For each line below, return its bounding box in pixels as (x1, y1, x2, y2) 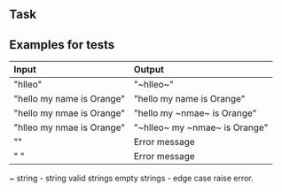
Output (133, 64, 164, 76)
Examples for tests (9, 37, 115, 52)
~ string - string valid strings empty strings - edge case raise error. (9, 173, 255, 184)
